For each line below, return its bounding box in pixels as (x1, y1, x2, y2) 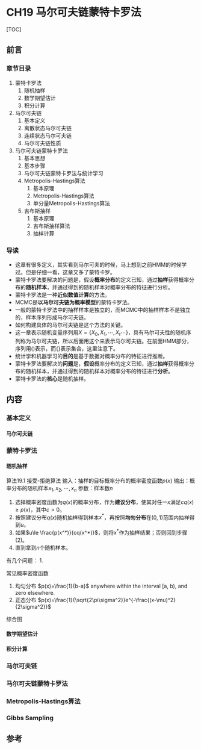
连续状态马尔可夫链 (23, 132, 72, 139)
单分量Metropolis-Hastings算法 (32, 199, 110, 207)
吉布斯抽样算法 (32, 222, 70, 229)
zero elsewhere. (14, 589, 55, 596)
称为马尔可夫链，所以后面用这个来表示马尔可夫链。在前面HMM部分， (20, 337, 193, 344)
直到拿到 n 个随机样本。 (14, 544, 72, 551)
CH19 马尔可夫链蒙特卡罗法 (6, 5, 141, 19)
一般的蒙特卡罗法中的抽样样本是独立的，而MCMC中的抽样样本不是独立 (14, 306, 191, 313)
